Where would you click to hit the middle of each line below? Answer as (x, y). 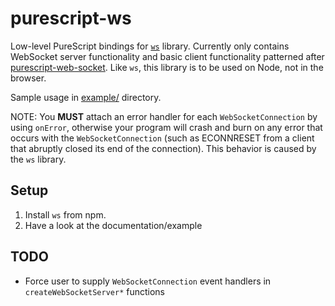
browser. (28, 78)
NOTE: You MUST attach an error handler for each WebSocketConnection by (164, 116)
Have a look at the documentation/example (113, 225)
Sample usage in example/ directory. (86, 97)
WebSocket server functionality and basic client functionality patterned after (167, 56)
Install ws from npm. (65, 214)
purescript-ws (71, 18)
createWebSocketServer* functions (94, 291)
